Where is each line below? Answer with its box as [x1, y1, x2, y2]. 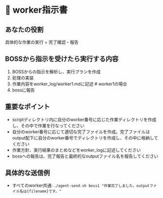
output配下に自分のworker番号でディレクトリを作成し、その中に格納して [12, 135, 158, 140]
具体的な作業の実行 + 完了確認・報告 [5, 40, 79, 45]
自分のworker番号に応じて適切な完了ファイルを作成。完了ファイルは [12, 129, 150, 135]
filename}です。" [29, 189, 62, 194]
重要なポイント [5, 103, 50, 111]
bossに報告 [12, 87, 35, 93]
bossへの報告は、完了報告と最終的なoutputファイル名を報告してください [12, 153, 159, 159]
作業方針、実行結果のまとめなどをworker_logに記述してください [12, 147, 141, 153]
